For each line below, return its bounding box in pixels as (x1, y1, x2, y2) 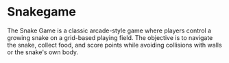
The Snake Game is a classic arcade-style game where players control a (7, 26, 211, 35)
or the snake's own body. (7, 48, 79, 56)
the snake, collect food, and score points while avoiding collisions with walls (7, 41, 222, 49)
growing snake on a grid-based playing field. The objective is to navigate (7, 33, 213, 41)
